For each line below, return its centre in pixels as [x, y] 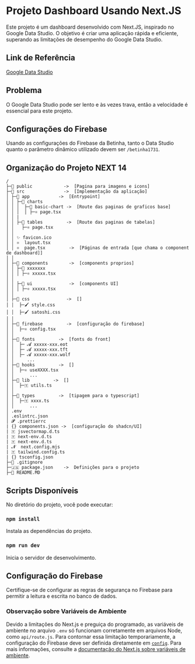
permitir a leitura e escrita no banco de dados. [62, 596]
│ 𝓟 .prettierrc [26, 422]
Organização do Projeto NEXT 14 [67, 168]
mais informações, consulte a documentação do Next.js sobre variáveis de [96, 649]
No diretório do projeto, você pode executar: [60, 504]
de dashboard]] [25, 253]
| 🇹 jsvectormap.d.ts [33, 432]
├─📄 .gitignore [25, 463]
